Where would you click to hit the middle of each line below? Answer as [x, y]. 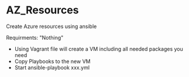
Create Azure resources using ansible [51, 26]
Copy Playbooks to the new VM [52, 61]
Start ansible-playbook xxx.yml [52, 67]
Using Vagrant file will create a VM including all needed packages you [99, 49]
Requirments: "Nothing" [35, 37]
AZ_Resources [42, 10]
